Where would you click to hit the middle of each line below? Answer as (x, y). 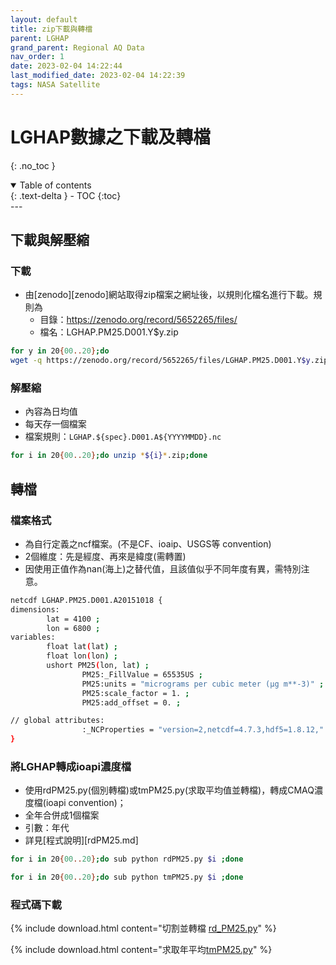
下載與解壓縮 (50, 240)
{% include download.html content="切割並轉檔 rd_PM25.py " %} (143, 928)
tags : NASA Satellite (55, 85)
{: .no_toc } (33, 165)
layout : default (44, 19)
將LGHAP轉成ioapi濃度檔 (71, 767)
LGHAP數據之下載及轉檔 (111, 137)
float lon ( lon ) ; (82, 656)
